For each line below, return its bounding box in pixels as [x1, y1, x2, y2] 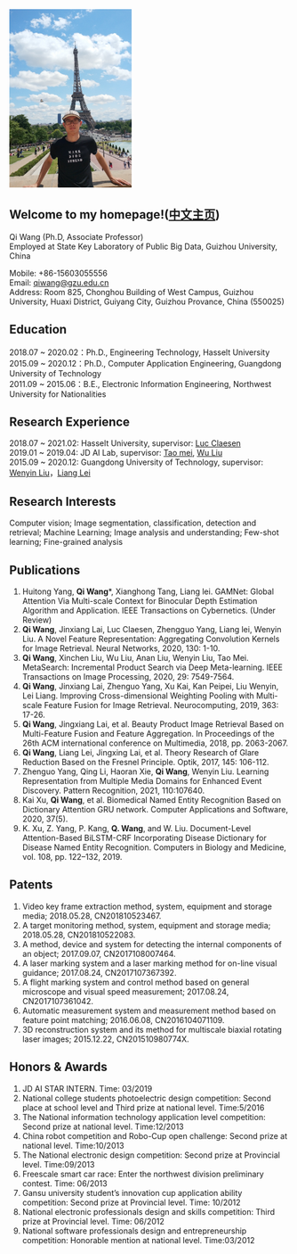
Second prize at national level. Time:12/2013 [21, 1121, 184, 1132]
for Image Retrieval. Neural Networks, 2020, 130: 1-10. [21, 643, 221, 654]
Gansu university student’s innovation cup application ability [21, 1187, 243, 1198]
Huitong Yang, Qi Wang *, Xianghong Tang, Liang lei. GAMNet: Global [21, 586, 274, 597]
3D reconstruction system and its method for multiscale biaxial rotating [21, 1024, 283, 1035]
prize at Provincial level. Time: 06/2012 [21, 1216, 165, 1226]
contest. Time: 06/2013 [21, 1177, 108, 1189]
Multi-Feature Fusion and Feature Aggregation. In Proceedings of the [21, 729, 275, 739]
